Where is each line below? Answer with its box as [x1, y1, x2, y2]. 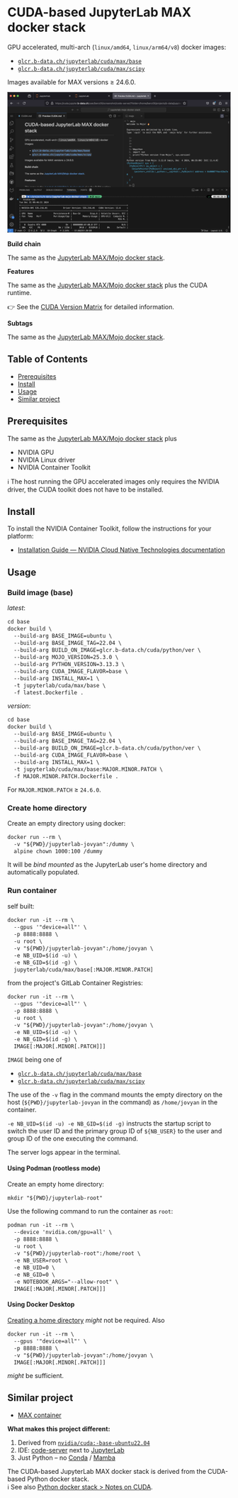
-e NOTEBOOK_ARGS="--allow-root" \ [13, 1278, 119, 1285]
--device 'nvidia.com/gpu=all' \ [13, 1228, 113, 1236]
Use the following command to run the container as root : [7, 1206, 174, 1215]
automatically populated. [7, 868, 80, 877]
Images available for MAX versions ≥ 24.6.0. [7, 77, 137, 86]
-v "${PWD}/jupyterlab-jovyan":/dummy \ [13, 841, 135, 848]
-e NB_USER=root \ [13, 1257, 69, 1264]
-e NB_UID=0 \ [13, 1264, 55, 1271]
